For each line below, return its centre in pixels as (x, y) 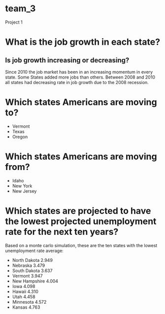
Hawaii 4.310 (25, 291)
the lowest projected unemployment (81, 221)
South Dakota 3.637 (32, 270)
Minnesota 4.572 (29, 302)
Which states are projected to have (78, 211)
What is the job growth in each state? (83, 42)
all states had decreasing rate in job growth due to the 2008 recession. (77, 82)
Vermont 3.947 (27, 276)
